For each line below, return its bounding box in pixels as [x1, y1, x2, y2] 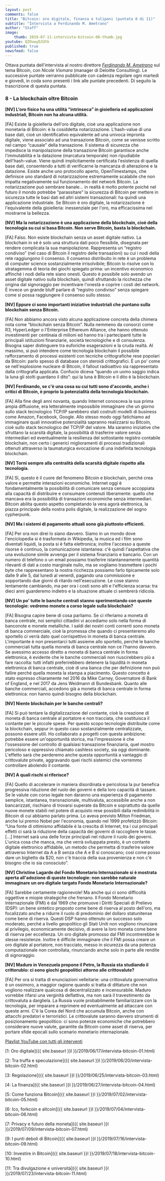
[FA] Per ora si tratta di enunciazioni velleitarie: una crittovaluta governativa [5, 976, 158, 983]
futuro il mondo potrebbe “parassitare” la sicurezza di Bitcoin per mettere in [5, 189, 159, 195]
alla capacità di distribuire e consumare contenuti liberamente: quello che [5, 491, 154, 496]
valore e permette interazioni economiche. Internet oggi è [5, 480, 122, 486]
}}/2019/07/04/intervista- [94, 1106, 146, 1112]
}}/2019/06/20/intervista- [100, 1057, 153, 1063]
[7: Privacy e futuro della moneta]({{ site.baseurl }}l [5, 1121, 109, 1127]
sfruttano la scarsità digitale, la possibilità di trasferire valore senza [5, 429, 141, 435]
